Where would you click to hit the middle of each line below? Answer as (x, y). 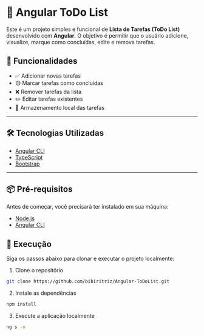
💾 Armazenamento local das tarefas (60, 107)
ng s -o (16, 327)
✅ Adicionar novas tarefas (48, 76)
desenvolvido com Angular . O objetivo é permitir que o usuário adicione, (97, 35)
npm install (21, 304)
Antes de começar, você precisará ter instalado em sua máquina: (87, 207)
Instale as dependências (46, 293)
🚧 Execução (29, 244)
